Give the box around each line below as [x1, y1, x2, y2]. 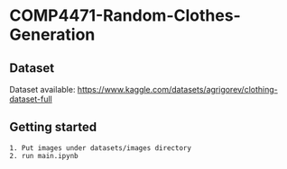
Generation [9, 24, 96, 45]
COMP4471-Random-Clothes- [9, 5, 241, 26]
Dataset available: [9, 84, 76, 94]
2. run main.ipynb [9, 151, 79, 160]
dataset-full [9, 93, 52, 104]
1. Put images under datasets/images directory [9, 143, 192, 153]
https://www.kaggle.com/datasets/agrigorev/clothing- [77, 84, 278, 94]
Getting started [9, 120, 97, 135]
